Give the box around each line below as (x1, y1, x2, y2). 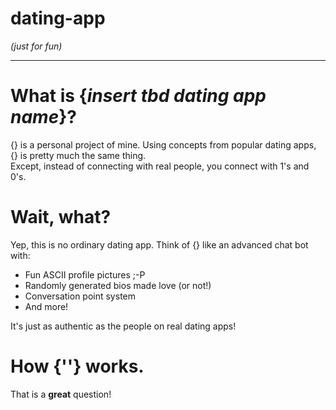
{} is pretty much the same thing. (10, 149, 147, 161)
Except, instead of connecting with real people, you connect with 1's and (10, 160, 310, 172)
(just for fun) (10, 40, 63, 52)
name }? (10, 106, 77, 129)
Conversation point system (24, 290, 136, 302)
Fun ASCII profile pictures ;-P (24, 268, 146, 281)
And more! (24, 300, 69, 312)
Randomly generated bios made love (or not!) (24, 279, 212, 291)
